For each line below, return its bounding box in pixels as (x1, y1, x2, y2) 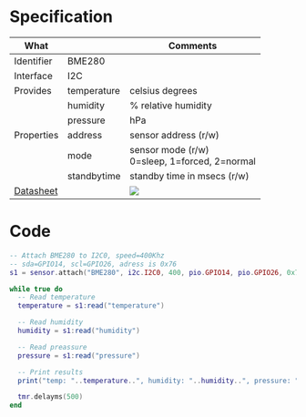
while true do (9, 284, 64, 293)
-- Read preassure (17, 342, 88, 351)
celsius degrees (129, 84, 198, 97)
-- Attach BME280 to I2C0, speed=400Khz (9, 250, 166, 260)
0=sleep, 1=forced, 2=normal (129, 155, 257, 168)
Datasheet (14, 184, 58, 197)
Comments (168, 39, 218, 52)
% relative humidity (129, 98, 212, 111)
